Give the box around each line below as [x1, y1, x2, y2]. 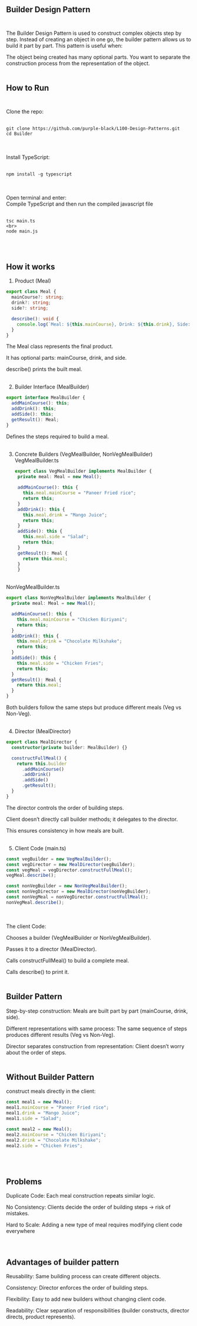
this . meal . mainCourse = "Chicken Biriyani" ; [16, 616, 128, 622]
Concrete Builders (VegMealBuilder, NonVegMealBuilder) [14, 450, 153, 458]
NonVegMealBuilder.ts [6, 584, 60, 591]
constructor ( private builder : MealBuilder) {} [11, 744, 128, 750]
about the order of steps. [6, 1049, 66, 1056]
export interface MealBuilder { [6, 395, 85, 401]
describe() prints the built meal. [6, 366, 82, 373]
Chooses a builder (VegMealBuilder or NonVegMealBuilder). [6, 934, 152, 941]
